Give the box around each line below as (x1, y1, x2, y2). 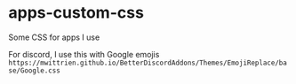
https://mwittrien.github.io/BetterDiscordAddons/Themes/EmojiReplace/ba (8, 58, 288, 67)
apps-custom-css (8, 3, 144, 23)
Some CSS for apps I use (8, 32, 100, 42)
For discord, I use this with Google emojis (8, 49, 160, 59)
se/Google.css (8, 65, 61, 75)
